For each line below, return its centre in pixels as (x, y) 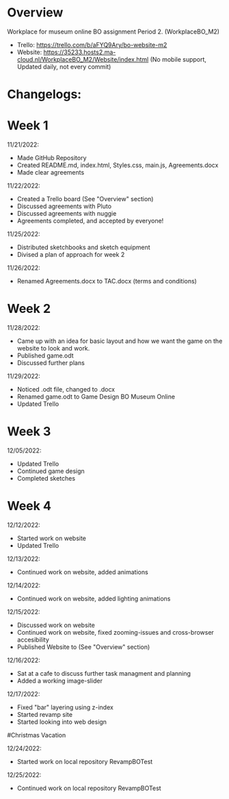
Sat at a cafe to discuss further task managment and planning (104, 673)
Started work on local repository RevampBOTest (85, 761)
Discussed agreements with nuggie (67, 214)
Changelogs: (44, 94)
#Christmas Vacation (37, 735)
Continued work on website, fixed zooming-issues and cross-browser (115, 632)
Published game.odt (45, 355)
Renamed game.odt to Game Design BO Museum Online (96, 396)
